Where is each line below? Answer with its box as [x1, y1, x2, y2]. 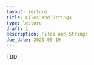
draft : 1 [6, 25, 29, 32]
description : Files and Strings [6, 31, 88, 37]
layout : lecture [6, 8, 47, 15]
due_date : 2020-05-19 [6, 37, 61, 43]
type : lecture [6, 20, 42, 26]
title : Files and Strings [6, 14, 72, 20]
